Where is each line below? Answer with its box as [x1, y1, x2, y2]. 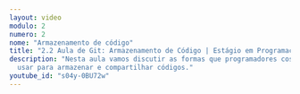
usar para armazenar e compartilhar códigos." [17, 64, 194, 73]
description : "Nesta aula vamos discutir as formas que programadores [9, 55, 278, 64]
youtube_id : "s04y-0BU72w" [9, 72, 110, 81]
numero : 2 [9, 30, 46, 38]
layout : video [9, 13, 62, 22]
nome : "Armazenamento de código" [9, 38, 134, 47]
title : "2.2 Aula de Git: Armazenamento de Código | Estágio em [9, 47, 254, 56]
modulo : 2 [9, 21, 46, 30]
